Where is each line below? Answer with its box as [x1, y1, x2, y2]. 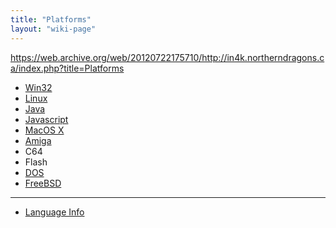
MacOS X [24, 124, 65, 136]
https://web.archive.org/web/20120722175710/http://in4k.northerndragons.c [10, 51, 325, 63]
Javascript [24, 113, 69, 125]
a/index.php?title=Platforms [10, 62, 125, 74]
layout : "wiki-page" [10, 24, 97, 34]
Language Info [24, 206, 85, 218]
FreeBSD [24, 177, 62, 189]
